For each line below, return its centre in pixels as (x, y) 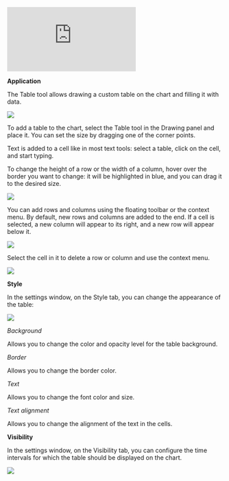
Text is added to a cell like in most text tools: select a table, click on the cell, (114, 148)
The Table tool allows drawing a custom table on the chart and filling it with (113, 94)
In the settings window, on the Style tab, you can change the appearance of (114, 297)
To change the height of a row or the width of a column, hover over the (107, 169)
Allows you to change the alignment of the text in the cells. (90, 424)
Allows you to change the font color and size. (71, 397)
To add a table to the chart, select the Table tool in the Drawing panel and (111, 128)
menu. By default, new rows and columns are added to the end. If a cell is (111, 217)
